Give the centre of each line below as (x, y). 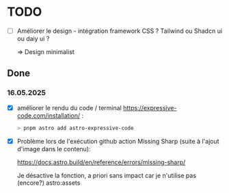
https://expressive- (150, 107)
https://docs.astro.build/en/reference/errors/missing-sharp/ (101, 162)
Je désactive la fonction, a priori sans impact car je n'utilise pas (107, 175)
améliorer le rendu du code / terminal (69, 107)
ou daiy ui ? (33, 39)
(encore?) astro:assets (49, 183)
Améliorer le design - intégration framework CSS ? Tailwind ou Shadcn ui (120, 31)
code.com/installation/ (49, 115)
